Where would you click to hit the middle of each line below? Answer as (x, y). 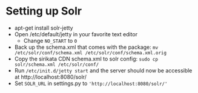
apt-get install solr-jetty (44, 28)
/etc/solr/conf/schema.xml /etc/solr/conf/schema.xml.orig (91, 53)
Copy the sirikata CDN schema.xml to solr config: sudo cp (86, 59)
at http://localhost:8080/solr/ (51, 77)
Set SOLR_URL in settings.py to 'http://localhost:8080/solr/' (91, 83)
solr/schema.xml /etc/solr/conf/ (57, 65)
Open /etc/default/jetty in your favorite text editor (76, 34)
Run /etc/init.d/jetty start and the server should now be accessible (103, 70)
